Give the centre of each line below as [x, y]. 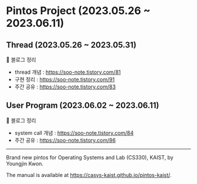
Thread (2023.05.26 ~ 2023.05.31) [71, 45]
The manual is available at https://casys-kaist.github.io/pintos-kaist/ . [89, 175]
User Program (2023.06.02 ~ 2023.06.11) [83, 106]
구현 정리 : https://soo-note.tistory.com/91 [64, 79]
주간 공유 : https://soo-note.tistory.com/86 [65, 140]
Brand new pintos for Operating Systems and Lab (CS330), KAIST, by [90, 157]
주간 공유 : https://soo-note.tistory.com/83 [65, 87]
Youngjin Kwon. [25, 163]
